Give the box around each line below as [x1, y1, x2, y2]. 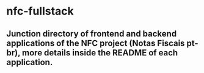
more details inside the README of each [22, 47, 178, 58]
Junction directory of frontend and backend [6, 29, 177, 39]
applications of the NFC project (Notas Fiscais [6, 38, 185, 48]
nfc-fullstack [6, 4, 75, 18]
